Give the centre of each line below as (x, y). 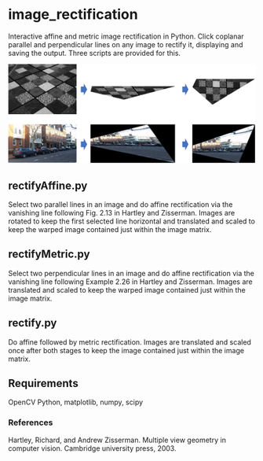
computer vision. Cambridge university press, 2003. (92, 448)
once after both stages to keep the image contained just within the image (126, 350)
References (31, 422)
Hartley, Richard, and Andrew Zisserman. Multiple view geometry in (117, 440)
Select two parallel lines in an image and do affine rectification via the (121, 205)
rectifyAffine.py (48, 185)
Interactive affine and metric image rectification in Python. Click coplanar (126, 36)
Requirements (43, 384)
